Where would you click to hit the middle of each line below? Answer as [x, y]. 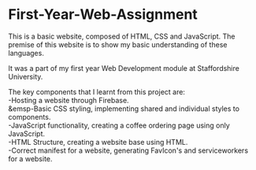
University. [26, 76]
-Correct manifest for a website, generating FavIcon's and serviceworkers [128, 150]
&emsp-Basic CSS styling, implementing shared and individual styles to [124, 109]
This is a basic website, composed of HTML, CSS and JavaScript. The [122, 36]
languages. [26, 53]
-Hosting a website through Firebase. [69, 100]
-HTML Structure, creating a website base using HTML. [98, 142]
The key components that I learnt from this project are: [96, 91]
